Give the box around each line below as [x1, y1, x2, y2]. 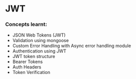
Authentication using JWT [12, 48, 67, 54]
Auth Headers [12, 64, 42, 70]
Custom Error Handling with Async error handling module [12, 43, 131, 49]
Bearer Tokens [12, 58, 43, 65]
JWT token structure [12, 53, 55, 59]
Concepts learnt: [5, 21, 48, 28]
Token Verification [12, 69, 50, 75]
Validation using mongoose [12, 37, 69, 43]
